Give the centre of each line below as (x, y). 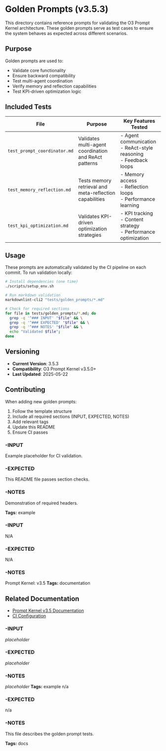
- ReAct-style (137, 148)
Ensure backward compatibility (44, 76)
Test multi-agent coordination (42, 81)
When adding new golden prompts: (41, 401)
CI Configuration (29, 616)
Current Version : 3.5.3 (35, 363)
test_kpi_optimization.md (38, 225)
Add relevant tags (30, 422)
